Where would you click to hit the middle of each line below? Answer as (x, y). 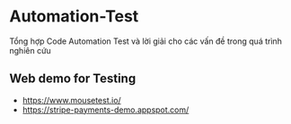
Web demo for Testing (73, 79)
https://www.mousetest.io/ (71, 100)
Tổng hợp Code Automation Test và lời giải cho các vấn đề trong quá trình (146, 41)
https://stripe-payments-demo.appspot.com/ (106, 110)
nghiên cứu (30, 50)
